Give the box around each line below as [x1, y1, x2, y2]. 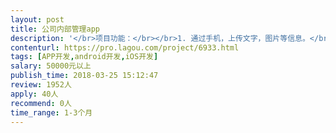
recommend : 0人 [10, 98, 72, 108]
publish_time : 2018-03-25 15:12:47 [10, 71, 159, 81]
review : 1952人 [10, 80, 72, 90]
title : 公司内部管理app [10, 24, 100, 34]
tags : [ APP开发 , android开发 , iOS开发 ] [10, 52, 159, 62]
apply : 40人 [10, 89, 59, 99]
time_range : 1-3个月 [10, 107, 93, 118]
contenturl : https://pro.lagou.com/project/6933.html [10, 42, 240, 53]
